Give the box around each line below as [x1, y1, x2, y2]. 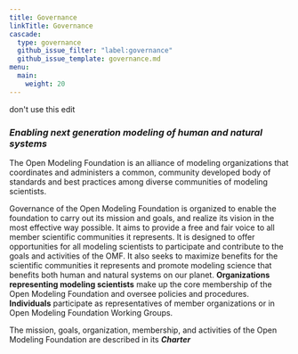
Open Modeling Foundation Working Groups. [9, 307, 173, 317]
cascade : [9, 29, 42, 38]
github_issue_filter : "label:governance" [17, 46, 173, 55]
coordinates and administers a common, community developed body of [9, 167, 271, 177]
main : [17, 71, 38, 80]
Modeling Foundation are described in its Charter [9, 333, 191, 344]
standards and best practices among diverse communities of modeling [9, 176, 269, 187]
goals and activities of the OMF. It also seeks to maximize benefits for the [9, 251, 278, 261]
